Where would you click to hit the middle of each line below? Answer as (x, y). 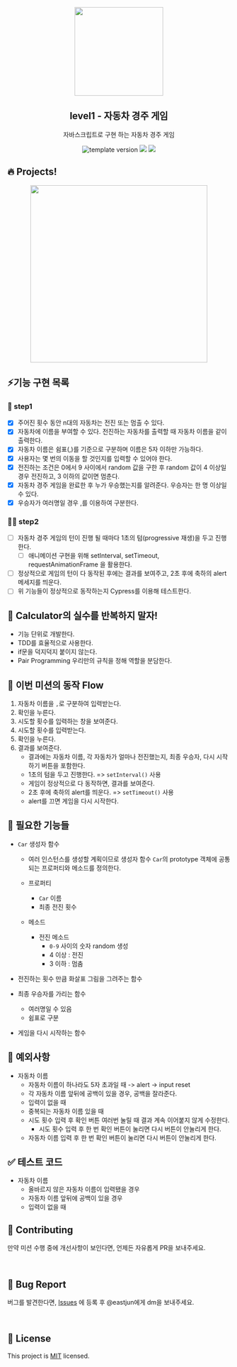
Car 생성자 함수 (39, 844)
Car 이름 (50, 898)
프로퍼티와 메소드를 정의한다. (81, 868)
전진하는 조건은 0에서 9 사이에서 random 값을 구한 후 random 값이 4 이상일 (122, 467)
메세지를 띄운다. (39, 582)
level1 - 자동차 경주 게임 (119, 116)
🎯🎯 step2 (23, 521)
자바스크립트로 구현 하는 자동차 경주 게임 (119, 134)
